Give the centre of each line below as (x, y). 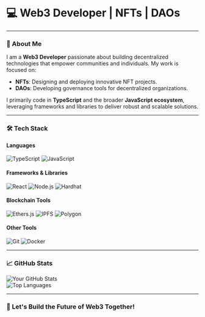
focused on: (21, 70)
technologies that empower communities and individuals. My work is (92, 63)
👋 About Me (24, 43)
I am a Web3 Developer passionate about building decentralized (88, 57)
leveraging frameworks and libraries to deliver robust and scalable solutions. (103, 107)
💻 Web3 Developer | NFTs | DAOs (93, 13)
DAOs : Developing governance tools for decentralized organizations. (101, 88)
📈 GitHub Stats (30, 263)
